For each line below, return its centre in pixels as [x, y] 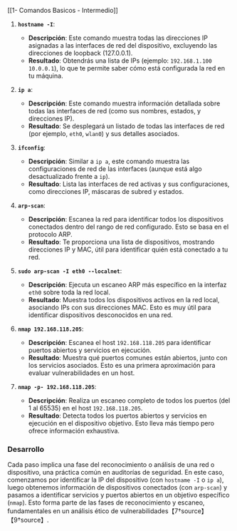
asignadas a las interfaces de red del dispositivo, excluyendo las [123, 45]
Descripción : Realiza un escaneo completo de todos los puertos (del [129, 401]
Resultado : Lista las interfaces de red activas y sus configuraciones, [129, 184]
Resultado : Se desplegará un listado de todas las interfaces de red [126, 126]
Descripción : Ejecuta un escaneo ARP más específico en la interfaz [127, 285]
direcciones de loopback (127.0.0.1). [80, 53]
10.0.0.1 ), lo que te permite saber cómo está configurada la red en [127, 68]
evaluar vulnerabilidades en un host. [81, 373]
